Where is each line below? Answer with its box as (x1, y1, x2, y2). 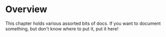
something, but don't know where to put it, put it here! (5, 25, 119, 31)
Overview (5, 4, 48, 15)
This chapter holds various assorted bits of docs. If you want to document (5, 20, 161, 26)
